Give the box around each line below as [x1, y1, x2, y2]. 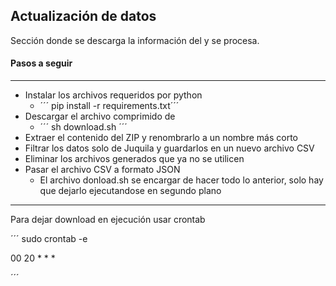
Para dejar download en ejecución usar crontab [10, 214, 206, 226]
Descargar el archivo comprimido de [24, 110, 176, 123]
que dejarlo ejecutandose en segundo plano [39, 185, 222, 197]
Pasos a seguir [10, 57, 73, 69]
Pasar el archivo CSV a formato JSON [24, 164, 181, 176]
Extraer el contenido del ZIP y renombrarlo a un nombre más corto [24, 132, 298, 144]
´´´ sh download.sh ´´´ [39, 121, 128, 133]
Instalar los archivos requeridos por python [24, 89, 203, 101]
